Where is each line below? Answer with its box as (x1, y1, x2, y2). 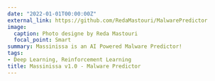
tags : (7, 50, 23, 57)
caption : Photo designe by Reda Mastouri (13, 30, 138, 37)
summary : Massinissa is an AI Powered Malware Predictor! (7, 43, 182, 50)
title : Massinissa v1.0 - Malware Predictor (7, 63, 141, 70)
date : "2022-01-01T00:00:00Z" (7, 10, 97, 18)
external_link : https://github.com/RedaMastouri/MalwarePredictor (7, 17, 208, 24)
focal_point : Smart (13, 37, 72, 44)
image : (7, 23, 27, 30)
